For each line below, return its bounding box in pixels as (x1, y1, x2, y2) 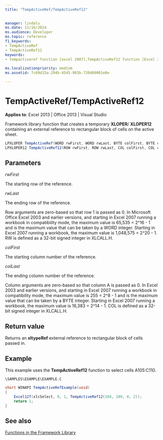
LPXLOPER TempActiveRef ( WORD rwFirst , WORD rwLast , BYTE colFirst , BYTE (5, 141, 155, 146)
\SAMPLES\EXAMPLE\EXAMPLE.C (5, 377, 62, 382)
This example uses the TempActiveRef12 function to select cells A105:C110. (5, 368, 157, 373)
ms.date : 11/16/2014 (5, 25, 47, 30)
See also (5, 417, 32, 425)
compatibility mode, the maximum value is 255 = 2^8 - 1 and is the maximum (5, 293, 158, 299)
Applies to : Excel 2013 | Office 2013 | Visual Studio (5, 111, 107, 117)
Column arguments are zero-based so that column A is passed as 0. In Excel (5, 282, 158, 288)
